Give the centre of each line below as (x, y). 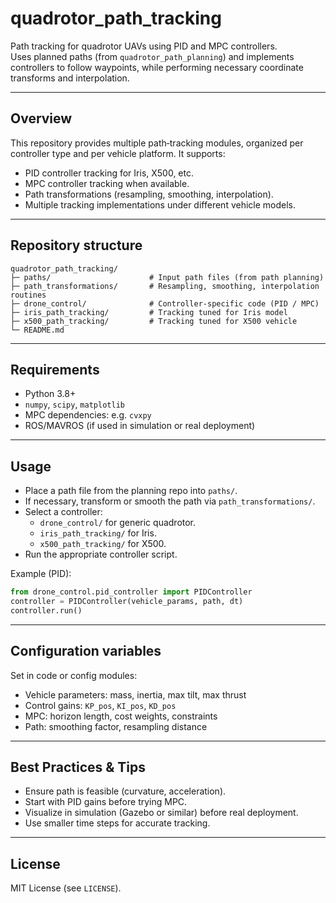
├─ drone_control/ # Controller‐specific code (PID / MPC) (165, 303)
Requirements (55, 369)
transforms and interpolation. (70, 78)
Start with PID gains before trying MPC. (106, 802)
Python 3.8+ (50, 394)
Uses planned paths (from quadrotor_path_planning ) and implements (152, 56)
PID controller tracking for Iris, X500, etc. (109, 173)
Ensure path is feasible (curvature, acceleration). (125, 791)
